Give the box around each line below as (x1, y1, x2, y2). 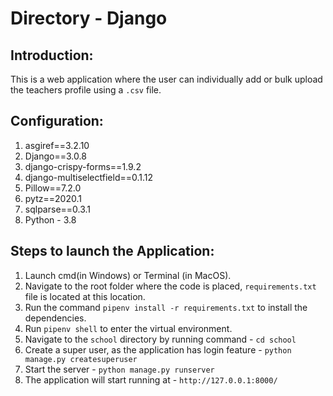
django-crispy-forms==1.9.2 (24, 160, 142, 172)
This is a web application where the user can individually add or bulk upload (10, 73, 323, 85)
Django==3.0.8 (24, 150, 87, 162)
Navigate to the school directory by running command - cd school (24, 333, 297, 345)
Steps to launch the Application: (10, 243, 215, 260)
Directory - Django (10, 7, 168, 30)
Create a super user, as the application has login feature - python (24, 343, 292, 356)
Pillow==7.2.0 (24, 182, 82, 194)
